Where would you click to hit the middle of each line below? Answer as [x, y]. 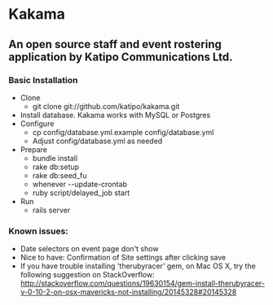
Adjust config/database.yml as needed [97, 141]
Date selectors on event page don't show [89, 249]
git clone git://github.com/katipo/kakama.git [106, 106]
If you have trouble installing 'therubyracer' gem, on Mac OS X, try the [138, 266]
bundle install [55, 158]
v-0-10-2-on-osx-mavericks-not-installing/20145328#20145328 [128, 292]
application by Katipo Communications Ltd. [121, 57]
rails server [51, 210]
